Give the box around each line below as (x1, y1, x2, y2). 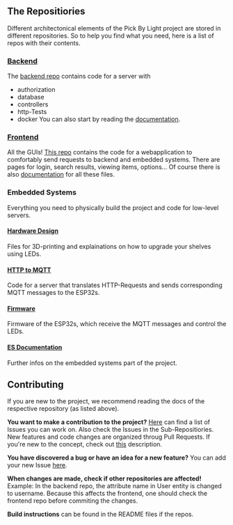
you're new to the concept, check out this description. (7, 440, 162, 449)
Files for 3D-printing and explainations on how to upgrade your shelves (7, 242, 211, 250)
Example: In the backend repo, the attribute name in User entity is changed (7, 482, 223, 490)
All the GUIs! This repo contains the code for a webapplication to (7, 148, 193, 156)
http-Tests (17, 108, 47, 116)
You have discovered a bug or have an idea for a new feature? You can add (7, 453, 226, 462)
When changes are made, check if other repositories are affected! (7, 474, 202, 483)
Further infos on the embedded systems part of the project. (7, 358, 177, 367)
